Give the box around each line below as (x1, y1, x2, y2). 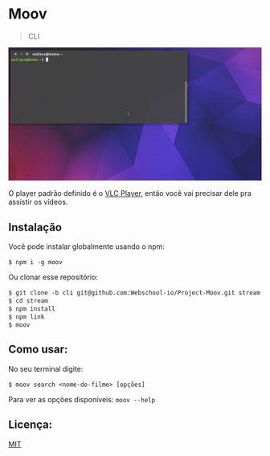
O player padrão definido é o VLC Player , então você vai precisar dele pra (8, 189, 252, 198)
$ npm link (8, 313, 45, 321)
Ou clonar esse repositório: (8, 272, 99, 282)
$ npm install (8, 305, 56, 313)
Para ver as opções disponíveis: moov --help (8, 394, 156, 404)
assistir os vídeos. (8, 197, 68, 207)
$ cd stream (8, 297, 48, 305)
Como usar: (8, 343, 68, 356)
